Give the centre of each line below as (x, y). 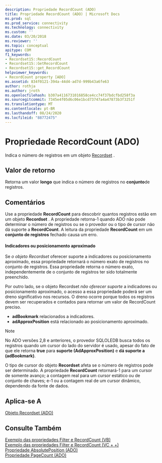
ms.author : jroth (22, 91)
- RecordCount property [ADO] (36, 77)
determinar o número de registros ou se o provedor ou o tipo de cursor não (80, 224)
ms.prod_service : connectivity (37, 23)
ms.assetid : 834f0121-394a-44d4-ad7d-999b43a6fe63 (57, 81)
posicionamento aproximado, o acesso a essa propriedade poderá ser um (79, 292)
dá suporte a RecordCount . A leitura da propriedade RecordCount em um (79, 230)
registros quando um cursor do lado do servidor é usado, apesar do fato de (80, 346)
